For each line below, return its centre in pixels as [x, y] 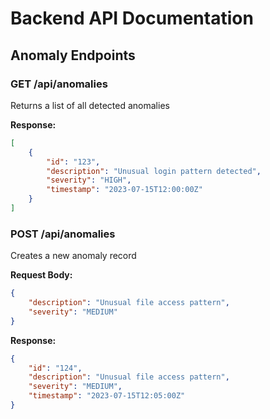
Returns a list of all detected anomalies [90, 105]
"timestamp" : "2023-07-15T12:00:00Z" [124, 190]
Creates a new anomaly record [73, 256]
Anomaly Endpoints [73, 55]
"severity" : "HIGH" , [89, 180]
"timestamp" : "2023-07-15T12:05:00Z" [107, 396]
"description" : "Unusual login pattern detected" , [154, 171]
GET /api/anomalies [59, 84]
